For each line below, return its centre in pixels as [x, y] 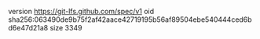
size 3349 [66, 28]
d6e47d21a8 [28, 28]
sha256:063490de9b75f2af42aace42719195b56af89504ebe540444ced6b [130, 19]
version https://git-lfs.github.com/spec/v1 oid [81, 11]
